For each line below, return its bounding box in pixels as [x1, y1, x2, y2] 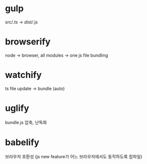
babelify [5, 137, 40, 148]
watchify [5, 69, 42, 81]
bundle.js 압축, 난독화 [5, 119, 47, 125]
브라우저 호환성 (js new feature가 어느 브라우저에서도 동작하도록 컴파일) [5, 153, 143, 159]
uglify [5, 103, 29, 114]
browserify [5, 36, 51, 47]
